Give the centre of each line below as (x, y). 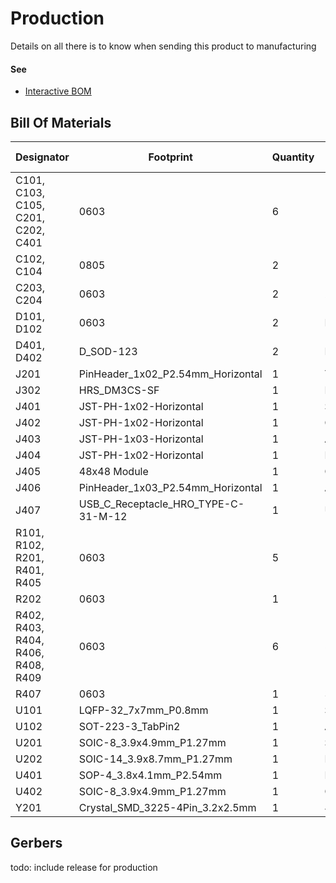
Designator (42, 157)
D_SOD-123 (108, 351)
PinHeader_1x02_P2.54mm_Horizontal (170, 374)
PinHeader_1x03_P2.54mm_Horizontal (170, 487)
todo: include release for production (84, 867)
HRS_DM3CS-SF (119, 390)
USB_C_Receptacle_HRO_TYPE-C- (161, 504)
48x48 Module (113, 471)
